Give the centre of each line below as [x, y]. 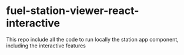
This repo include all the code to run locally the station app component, [93, 39]
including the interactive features [46, 46]
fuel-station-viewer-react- [73, 11]
